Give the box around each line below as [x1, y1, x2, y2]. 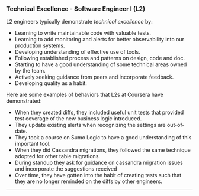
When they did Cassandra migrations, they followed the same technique [14, 146, 191, 153]
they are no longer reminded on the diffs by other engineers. [14, 178, 163, 185]
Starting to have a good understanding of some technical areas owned [14, 61, 187, 68]
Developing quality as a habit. [14, 80, 87, 87]
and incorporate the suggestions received [14, 165, 117, 172]
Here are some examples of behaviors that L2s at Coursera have [6, 91, 164, 99]
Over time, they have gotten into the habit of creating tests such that [14, 172, 182, 179]
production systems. [14, 42, 65, 49]
